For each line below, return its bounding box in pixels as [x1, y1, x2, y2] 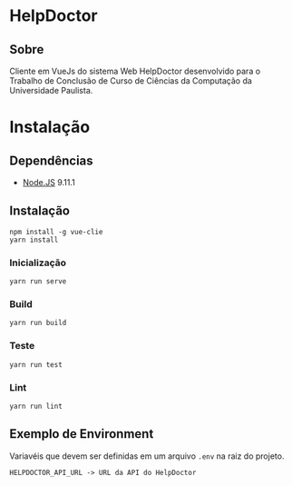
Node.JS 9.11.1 [22, 177, 75, 187]
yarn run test [9, 360, 63, 369]
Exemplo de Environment [9, 426, 154, 441]
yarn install [9, 235, 59, 244]
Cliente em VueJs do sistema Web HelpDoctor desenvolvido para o [9, 65, 261, 76]
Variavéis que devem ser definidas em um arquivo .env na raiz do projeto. [9, 451, 285, 461]
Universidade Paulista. [9, 85, 93, 95]
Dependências [9, 153, 93, 168]
